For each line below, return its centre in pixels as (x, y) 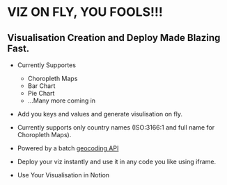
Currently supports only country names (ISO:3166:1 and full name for (116, 127)
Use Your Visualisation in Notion (63, 175)
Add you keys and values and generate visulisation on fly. (100, 114)
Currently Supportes (47, 65)
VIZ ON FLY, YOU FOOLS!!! (85, 12)
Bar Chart (41, 86)
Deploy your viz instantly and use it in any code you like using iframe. (117, 161)
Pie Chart (41, 93)
